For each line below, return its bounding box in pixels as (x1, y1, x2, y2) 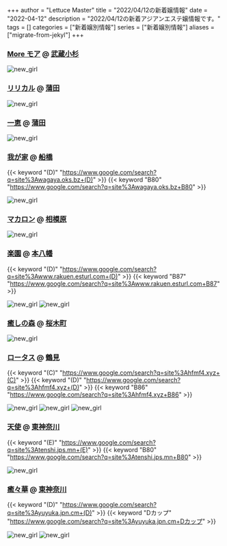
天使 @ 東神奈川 (7, 422, 60, 432)
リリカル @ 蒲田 (7, 84, 60, 93)
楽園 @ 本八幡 (7, 249, 53, 258)
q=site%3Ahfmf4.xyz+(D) (7, 383, 80, 392)
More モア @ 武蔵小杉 (7, 49, 79, 58)
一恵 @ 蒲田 (7, 118, 46, 127)
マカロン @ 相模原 (7, 214, 67, 224)
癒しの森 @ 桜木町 (7, 318, 67, 327)
